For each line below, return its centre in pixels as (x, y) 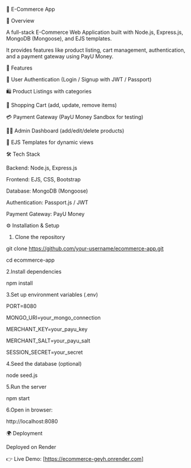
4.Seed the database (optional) (44, 364)
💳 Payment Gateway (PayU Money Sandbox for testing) (75, 117)
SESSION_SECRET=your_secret (44, 352)
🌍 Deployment (24, 433)
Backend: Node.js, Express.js (42, 168)
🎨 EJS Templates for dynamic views (50, 142)
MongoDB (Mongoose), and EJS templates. (59, 38)
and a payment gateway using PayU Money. (60, 56)
